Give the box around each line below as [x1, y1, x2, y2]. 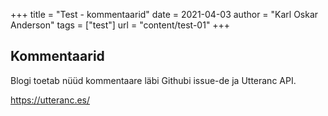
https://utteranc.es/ [10, 94, 91, 106]
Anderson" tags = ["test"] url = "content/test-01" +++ [10, 19, 231, 31]
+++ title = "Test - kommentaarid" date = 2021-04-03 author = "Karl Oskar [10, 9, 319, 20]
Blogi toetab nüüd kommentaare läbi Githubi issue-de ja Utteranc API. [10, 74, 297, 86]
